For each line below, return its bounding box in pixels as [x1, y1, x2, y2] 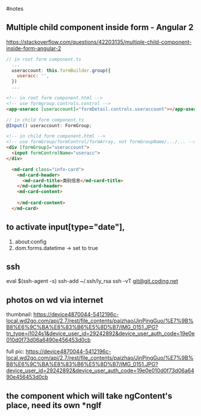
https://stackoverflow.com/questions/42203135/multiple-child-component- [6, 38, 192, 46]
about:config [14, 238, 47, 245]
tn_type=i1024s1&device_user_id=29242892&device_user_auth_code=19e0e [6, 330, 195, 337]
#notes [6, 5, 24, 12]
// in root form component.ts [6, 56, 82, 62]
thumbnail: [6, 311, 32, 318]
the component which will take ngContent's [6, 391, 172, 401]
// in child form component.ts [6, 117, 84, 123]
